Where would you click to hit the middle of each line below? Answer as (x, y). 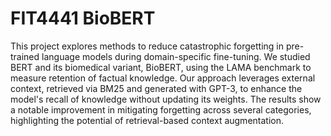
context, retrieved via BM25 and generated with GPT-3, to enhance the (156, 88)
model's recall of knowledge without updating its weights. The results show (166, 99)
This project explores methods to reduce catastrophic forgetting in (147, 46)
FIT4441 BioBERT (83, 18)
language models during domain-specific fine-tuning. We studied (176, 56)
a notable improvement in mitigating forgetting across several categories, (161, 109)
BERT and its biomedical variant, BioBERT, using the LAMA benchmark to (161, 67)
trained (25, 56)
